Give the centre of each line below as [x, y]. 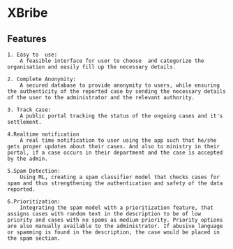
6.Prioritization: [34, 201]
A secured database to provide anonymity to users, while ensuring [120, 85]
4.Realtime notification [43, 134]
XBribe [28, 13]
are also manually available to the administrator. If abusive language [115, 226]
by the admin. [28, 159]
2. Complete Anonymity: [42, 79]
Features [27, 39]
